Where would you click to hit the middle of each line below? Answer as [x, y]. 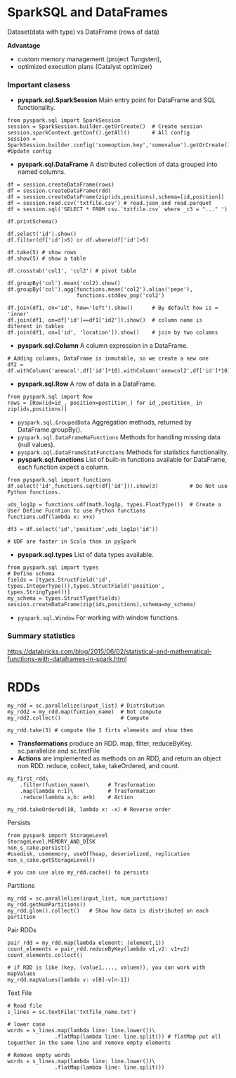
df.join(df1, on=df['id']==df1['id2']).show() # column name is [105, 320]
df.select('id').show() [42, 234]
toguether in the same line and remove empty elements [89, 1043]
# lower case [26, 1024]
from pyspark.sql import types [53, 568]
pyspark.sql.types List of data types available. [85, 555]
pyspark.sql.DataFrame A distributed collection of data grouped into [117, 164]
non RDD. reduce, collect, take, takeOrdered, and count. [98, 766]
